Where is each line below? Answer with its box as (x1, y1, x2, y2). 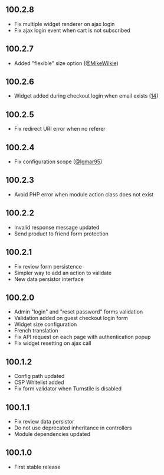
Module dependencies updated (14, 430, 91, 437)
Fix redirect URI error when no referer (14, 125, 106, 133)
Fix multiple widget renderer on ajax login (14, 20, 115, 27)
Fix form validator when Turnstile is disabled (14, 385, 122, 392)
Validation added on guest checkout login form (14, 315, 128, 322)
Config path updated (14, 373, 65, 380)
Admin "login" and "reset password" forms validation (14, 308, 143, 315)
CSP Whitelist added (14, 379, 64, 386)
